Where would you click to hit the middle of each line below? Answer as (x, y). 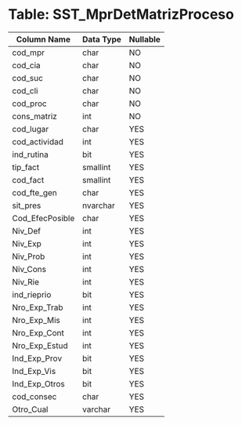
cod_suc (27, 78)
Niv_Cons (29, 269)
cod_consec (34, 396)
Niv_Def (27, 231)
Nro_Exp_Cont (38, 332)
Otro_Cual (30, 409)
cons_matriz (34, 116)
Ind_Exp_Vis (34, 371)
